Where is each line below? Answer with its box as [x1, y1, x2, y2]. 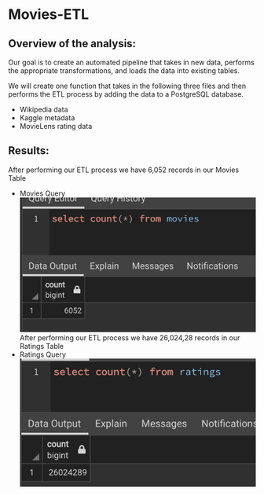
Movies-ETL [8, 5, 90, 24]
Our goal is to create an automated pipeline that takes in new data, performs [8, 57, 255, 67]
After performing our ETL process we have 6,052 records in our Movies [8, 165, 240, 174]
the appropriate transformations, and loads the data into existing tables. [8, 66, 240, 75]
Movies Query [19, 189, 65, 198]
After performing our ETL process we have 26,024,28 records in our [19, 332, 240, 343]
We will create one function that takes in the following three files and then [8, 81, 246, 90]
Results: [8, 144, 49, 158]
